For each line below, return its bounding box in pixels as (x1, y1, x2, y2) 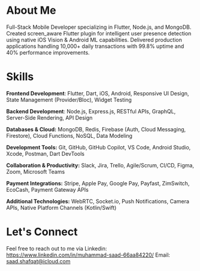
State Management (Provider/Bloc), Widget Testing (6, 96, 132, 103)
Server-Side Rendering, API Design (6, 114, 93, 121)
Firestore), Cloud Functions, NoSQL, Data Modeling (6, 132, 133, 139)
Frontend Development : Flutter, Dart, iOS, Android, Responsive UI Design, (6, 89, 190, 97)
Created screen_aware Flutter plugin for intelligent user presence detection (6, 29, 192, 37)
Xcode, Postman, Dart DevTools (6, 150, 85, 157)
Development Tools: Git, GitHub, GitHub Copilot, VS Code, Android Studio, (6, 143, 191, 150)
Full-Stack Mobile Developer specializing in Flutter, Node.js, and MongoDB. (6, 23, 192, 31)
